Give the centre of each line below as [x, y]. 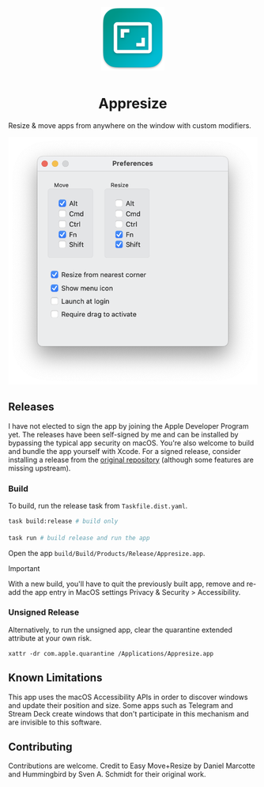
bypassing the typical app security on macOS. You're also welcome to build [131, 443]
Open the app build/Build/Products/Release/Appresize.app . [107, 553]
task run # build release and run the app [79, 538]
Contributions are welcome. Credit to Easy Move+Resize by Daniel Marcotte [132, 766]
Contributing [40, 747]
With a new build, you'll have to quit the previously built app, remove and [126, 584]
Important [24, 568]
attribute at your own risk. [50, 638]
